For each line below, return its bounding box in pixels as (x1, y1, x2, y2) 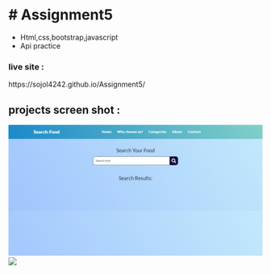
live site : (8, 61, 44, 72)
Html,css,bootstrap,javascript (19, 32, 119, 42)
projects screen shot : (8, 103, 121, 116)
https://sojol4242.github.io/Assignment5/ (8, 79, 145, 90)
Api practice (19, 40, 61, 50)
